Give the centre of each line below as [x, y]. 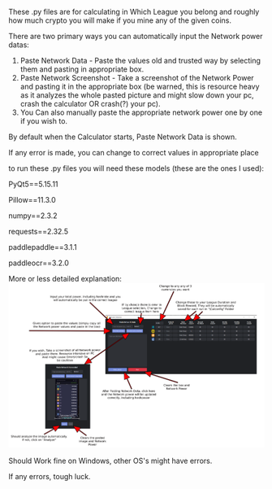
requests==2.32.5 [39, 231]
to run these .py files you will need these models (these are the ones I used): [136, 168]
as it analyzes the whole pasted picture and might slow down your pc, [137, 95]
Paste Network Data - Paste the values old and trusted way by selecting [140, 61]
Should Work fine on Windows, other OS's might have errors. [110, 461]
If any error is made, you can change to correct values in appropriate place [134, 153]
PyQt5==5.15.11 [33, 184]
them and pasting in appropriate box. [82, 69]
